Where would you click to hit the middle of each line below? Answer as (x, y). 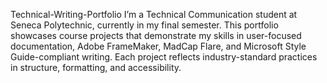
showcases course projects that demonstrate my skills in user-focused (156, 35)
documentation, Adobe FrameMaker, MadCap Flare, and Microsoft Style (158, 46)
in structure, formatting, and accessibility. (96, 67)
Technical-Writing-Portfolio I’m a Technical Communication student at (154, 14)
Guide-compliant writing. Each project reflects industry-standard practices (164, 57)
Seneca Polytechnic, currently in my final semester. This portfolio (144, 25)
